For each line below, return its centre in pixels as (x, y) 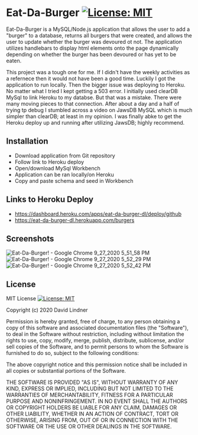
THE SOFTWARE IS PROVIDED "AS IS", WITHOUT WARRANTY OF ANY (92, 382)
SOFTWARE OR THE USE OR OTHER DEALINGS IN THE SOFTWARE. (89, 427)
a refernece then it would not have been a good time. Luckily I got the (91, 78)
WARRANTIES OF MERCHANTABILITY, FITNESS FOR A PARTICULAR (90, 395)
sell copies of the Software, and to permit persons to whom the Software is (98, 347)
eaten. (14, 61)
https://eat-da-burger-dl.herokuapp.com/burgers (74, 220)
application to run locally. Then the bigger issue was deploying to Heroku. (96, 85)
